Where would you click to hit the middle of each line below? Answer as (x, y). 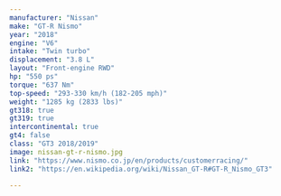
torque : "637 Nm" (42, 85)
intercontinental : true (54, 127)
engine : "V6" (34, 43)
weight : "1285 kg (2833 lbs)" (66, 102)
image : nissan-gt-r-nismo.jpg (66, 152)
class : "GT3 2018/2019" (54, 144)
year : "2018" (34, 34)
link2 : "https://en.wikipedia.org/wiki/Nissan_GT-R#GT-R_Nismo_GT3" (141, 169)
